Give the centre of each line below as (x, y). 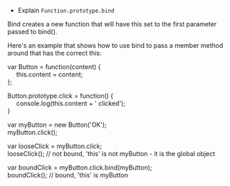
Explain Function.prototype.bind (66, 10)
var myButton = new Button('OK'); (57, 125)
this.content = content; (49, 74)
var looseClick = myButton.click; (55, 146)
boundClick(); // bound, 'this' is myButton (68, 175)
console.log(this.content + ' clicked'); (71, 103)
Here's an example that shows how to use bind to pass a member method (115, 45)
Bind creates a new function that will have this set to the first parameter (112, 24)
